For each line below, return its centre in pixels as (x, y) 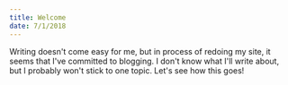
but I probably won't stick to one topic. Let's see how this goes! (127, 70)
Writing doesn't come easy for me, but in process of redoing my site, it (140, 51)
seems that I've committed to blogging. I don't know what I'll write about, (144, 61)
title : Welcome (38, 17)
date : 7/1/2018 (38, 26)
